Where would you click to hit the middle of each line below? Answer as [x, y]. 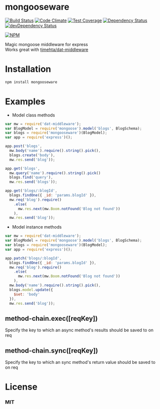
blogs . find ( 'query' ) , [31, 178]
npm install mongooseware [31, 82]
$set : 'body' [27, 294]
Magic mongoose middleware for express [47, 44]
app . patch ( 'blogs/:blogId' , [33, 258]
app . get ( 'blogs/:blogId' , [31, 191]
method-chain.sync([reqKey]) [52, 351]
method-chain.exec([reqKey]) [51, 319]
